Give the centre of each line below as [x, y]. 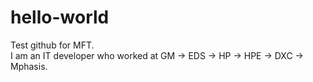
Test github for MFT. [52, 45]
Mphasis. [29, 66]
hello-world [60, 17]
